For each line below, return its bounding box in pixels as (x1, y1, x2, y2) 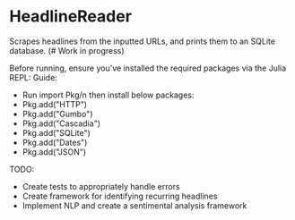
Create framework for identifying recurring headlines (22, 190, 218, 201)
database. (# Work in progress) (9, 45, 125, 55)
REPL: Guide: (9, 72, 58, 82)
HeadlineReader (9, 6, 133, 27)
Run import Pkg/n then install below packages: (22, 89, 195, 100)
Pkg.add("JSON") (22, 146, 87, 157)
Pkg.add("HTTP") (22, 98, 88, 109)
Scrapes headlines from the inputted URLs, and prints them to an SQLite (9, 36, 276, 47)
